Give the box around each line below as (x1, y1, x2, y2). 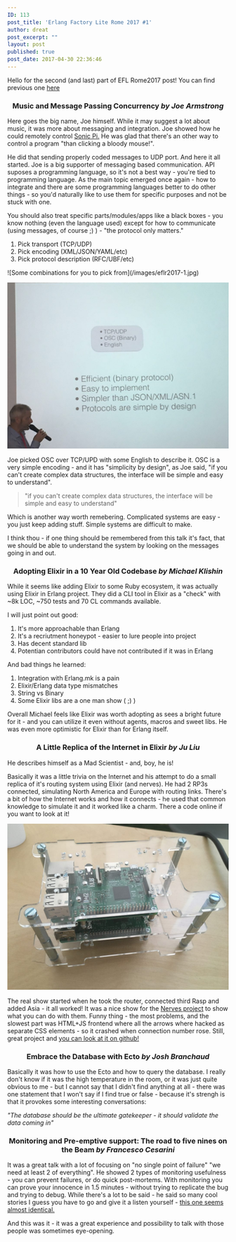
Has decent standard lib (17, 640, 87, 648)
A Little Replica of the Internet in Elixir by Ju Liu (36, 742, 200, 752)
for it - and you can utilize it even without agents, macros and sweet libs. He (7, 718, 227, 726)
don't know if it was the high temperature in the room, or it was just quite (7, 1075, 218, 1084)
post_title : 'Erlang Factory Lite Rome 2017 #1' (7, 18, 152, 26)
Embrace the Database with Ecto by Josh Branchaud (26, 1052, 210, 1061)
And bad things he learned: (7, 661, 86, 669)
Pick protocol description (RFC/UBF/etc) (17, 255, 135, 264)
